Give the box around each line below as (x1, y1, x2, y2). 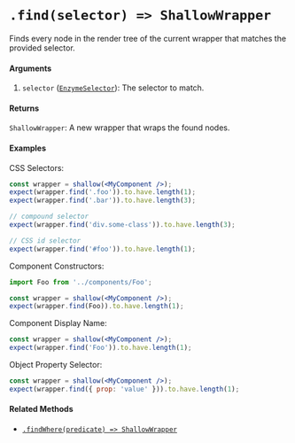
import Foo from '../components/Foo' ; (9, 277, 152, 286)
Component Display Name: (9, 318, 108, 329)
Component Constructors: (9, 260, 105, 271)
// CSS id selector (9, 236, 82, 245)
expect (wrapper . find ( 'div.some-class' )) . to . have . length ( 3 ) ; (9, 221, 237, 229)
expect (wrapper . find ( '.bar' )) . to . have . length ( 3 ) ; (9, 196, 197, 206)
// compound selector (9, 212, 89, 221)
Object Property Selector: (9, 360, 103, 370)
